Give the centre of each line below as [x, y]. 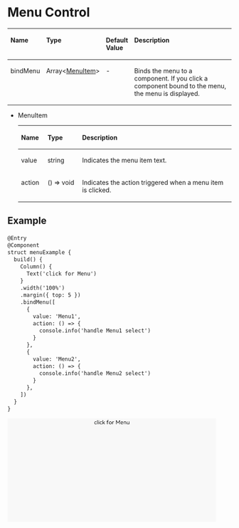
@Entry [17, 238]
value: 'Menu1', [57, 316]
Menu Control [49, 12]
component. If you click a [171, 78]
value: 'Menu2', [57, 359]
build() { [28, 259]
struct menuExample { [39, 252]
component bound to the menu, [180, 85]
